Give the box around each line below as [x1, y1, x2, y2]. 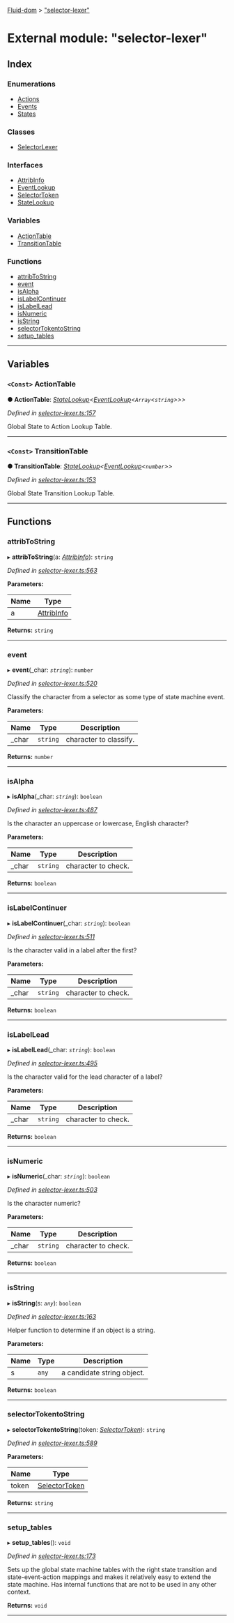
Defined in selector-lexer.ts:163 [7, 1312, 97, 1321]
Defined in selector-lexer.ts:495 [7, 1059, 98, 1067]
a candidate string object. [61, 1368, 145, 1377]
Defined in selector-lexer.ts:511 [7, 932, 95, 941]
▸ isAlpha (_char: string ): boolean [7, 792, 102, 801]
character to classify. [65, 735, 135, 745]
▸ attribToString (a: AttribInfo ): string [7, 553, 114, 561]
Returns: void [7, 1601, 47, 1610]
